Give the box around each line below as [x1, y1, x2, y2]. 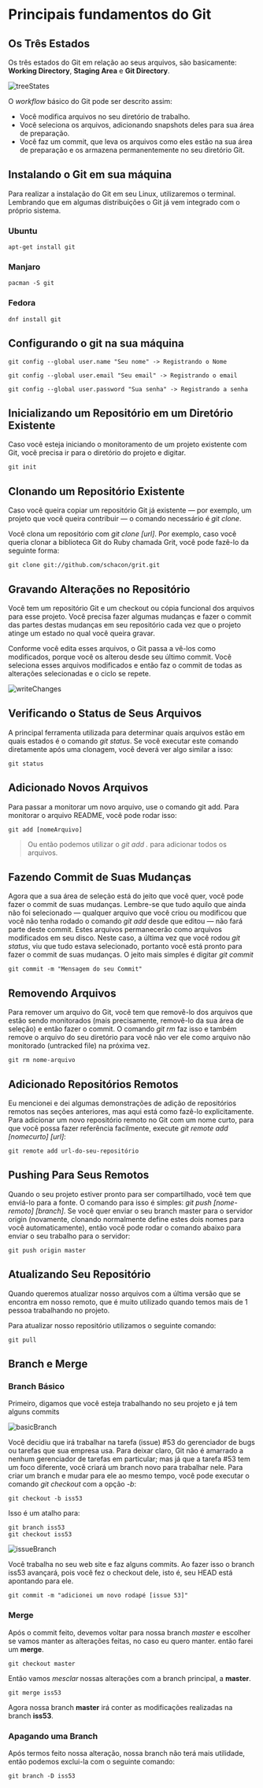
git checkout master [8, 1660, 76, 1668]
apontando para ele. [8, 1576, 74, 1586]
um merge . [8, 1644, 45, 1654]
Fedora [8, 298, 36, 309]
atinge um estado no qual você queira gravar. [8, 628, 156, 638]
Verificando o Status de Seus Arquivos [8, 707, 202, 720]
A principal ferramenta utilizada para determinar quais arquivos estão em [8, 727, 246, 737]
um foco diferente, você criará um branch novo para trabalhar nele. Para [8, 1463, 243, 1472]
